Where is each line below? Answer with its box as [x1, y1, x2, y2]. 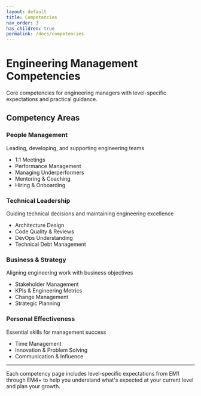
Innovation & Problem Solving [14, 346, 88, 354]
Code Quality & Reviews [14, 228, 75, 235]
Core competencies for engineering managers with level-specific [6, 89, 167, 96]
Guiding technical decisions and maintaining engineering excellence [6, 210, 174, 217]
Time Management [14, 340, 62, 347]
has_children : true [6, 25, 55, 32]
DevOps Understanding [14, 234, 73, 242]
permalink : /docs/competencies [6, 31, 84, 37]
